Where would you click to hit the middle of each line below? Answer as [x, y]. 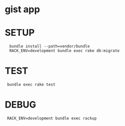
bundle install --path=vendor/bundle [50, 46]
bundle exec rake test [31, 85]
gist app [23, 9]
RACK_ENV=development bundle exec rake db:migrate [65, 51]
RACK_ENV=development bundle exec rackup [52, 118]
